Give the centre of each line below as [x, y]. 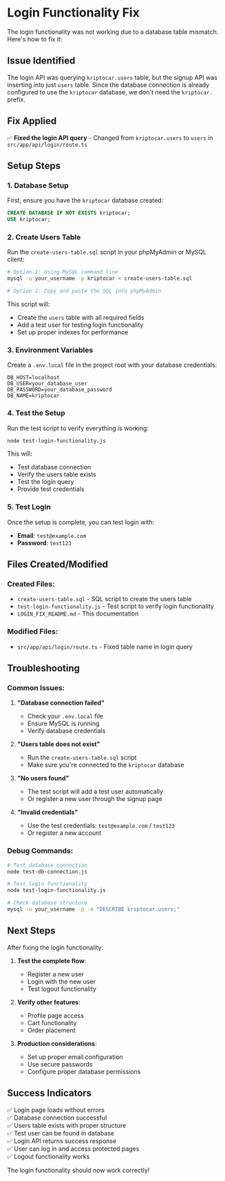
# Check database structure [47, 903]
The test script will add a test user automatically [95, 791]
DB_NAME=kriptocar [33, 396]
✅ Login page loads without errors [56, 1110]
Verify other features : [49, 1002]
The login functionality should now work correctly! [78, 1170]
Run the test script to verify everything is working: [78, 428]
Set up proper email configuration [75, 1057]
